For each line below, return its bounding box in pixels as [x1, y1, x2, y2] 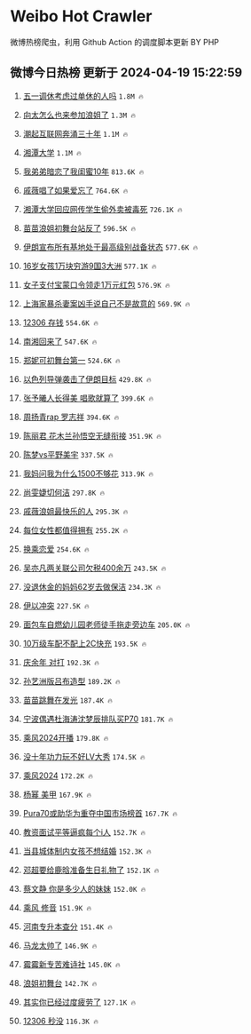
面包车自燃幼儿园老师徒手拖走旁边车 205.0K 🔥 [22, 619, 191, 630]
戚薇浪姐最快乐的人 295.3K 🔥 [22, 505, 129, 516]
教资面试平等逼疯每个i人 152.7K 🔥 [22, 826, 145, 837]
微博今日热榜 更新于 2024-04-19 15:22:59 [10, 65, 243, 81]
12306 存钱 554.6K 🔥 [22, 317, 98, 328]
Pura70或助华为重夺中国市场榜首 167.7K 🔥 [22, 807, 178, 818]
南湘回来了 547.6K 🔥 [22, 336, 98, 346]
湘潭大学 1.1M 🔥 [22, 147, 82, 157]
